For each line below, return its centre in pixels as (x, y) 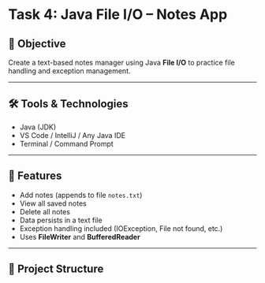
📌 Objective (37, 44)
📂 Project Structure (56, 269)
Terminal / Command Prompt (67, 143)
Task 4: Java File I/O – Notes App (118, 15)
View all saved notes (53, 203)
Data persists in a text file (61, 220)
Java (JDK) (38, 127)
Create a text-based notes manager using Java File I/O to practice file (121, 62)
